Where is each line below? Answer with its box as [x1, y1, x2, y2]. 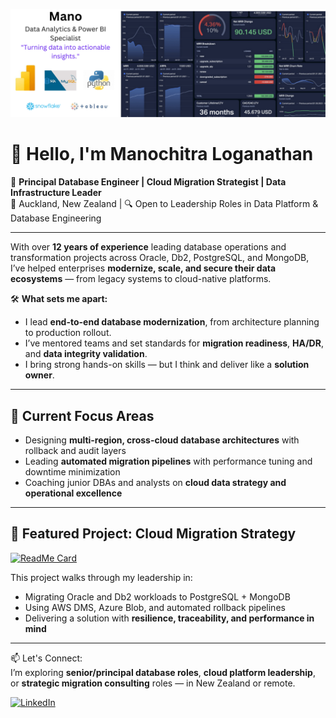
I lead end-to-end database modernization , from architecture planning [24, 316, 320, 328]
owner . [24, 369, 55, 381]
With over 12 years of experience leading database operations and [10, 241, 287, 253]
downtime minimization [24, 466, 121, 478]
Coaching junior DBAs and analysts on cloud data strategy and [24, 477, 287, 488]
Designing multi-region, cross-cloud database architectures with [24, 434, 300, 446]
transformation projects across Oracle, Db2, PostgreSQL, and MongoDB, [10, 252, 310, 264]
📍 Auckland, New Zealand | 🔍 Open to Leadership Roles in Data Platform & [10, 198, 319, 210]
